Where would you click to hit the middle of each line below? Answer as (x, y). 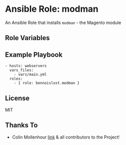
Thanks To (21, 125)
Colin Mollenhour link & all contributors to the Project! (66, 137)
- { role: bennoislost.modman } (47, 83)
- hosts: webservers (26, 66)
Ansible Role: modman (52, 9)
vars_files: (22, 70)
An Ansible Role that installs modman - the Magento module (63, 23)
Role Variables (27, 38)
